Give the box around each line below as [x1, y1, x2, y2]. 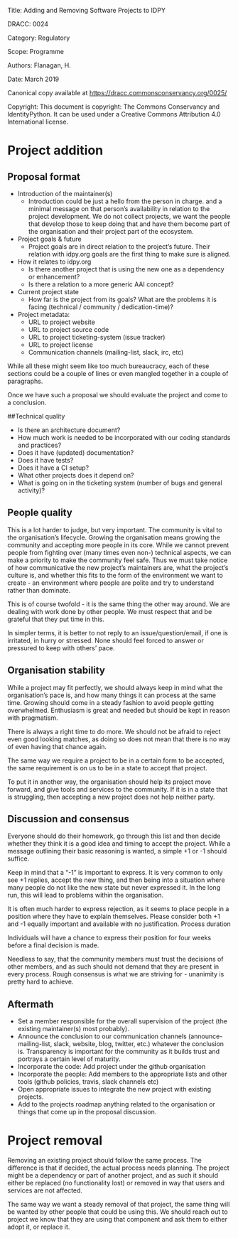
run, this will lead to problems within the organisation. [7, 891, 164, 900]
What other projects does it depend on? [17, 471, 134, 479]
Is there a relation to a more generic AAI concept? [28, 280, 174, 289]
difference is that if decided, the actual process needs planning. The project [7, 1163, 229, 1172]
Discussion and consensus [7, 813, 129, 825]
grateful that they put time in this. [7, 615, 104, 623]
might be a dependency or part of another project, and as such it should [7, 1171, 219, 1180]
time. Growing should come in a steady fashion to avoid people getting [7, 698, 215, 706]
